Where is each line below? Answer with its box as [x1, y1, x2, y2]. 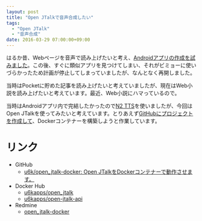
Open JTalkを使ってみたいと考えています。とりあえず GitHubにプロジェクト [6, 110, 194, 117]
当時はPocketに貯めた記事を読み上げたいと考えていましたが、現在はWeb [6, 82, 188, 89]
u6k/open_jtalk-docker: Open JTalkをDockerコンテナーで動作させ [24, 168, 188, 175]
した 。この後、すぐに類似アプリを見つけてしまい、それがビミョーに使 [16, 61, 191, 69]
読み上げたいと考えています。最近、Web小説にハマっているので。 [16, 90, 180, 96]
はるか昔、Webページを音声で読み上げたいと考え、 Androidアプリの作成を [6, 54, 191, 61]
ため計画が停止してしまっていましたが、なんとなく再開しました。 [32, 69, 196, 76]
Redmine [14, 201, 37, 208]
